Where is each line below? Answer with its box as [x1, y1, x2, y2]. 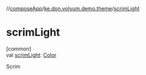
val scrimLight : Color [6, 51, 57, 58]
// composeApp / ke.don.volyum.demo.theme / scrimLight [6, 5, 140, 12]
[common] [6, 45, 31, 52]
